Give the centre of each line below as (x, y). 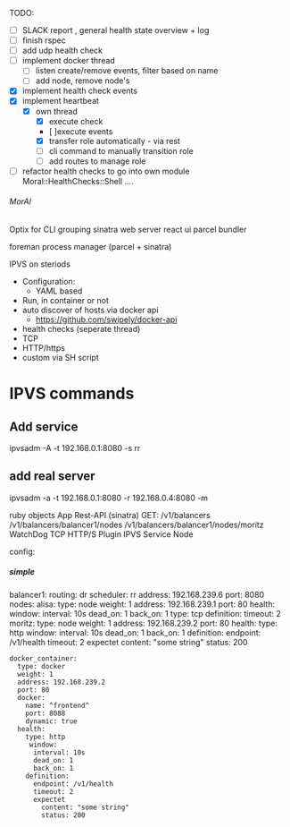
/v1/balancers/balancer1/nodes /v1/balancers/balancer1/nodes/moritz (137, 524)
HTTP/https (43, 348)
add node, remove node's (83, 81)
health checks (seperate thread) (81, 329)
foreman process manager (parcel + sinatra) (91, 247)
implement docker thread (69, 61)
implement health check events (80, 91)
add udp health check (62, 51)
